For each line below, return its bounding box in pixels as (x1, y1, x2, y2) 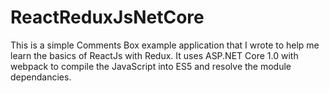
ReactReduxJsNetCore (10, 6, 205, 29)
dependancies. (10, 71, 72, 83)
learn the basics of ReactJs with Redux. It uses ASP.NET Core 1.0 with (10, 49, 299, 61)
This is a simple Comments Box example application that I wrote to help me (10, 39, 320, 51)
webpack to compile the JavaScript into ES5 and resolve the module (10, 60, 292, 72)
